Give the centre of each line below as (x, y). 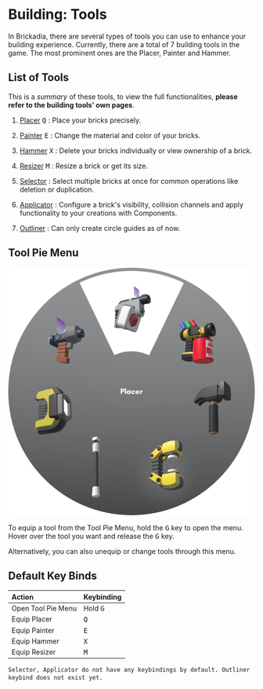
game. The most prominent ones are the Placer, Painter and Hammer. (119, 53)
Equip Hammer (36, 641)
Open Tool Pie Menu (44, 608)
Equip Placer (32, 619)
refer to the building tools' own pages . (71, 104)
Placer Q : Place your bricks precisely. (80, 120)
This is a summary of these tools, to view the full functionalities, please (123, 97)
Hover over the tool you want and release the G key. (91, 536)
